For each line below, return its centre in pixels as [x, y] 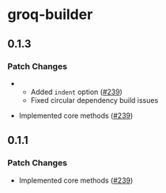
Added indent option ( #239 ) [77, 92]
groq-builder [50, 15]
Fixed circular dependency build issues [94, 100]
